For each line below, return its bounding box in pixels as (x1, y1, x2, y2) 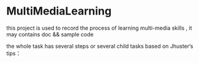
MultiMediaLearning (6, 4, 112, 18)
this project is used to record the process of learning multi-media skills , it (6, 24, 192, 31)
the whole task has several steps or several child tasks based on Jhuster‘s (6, 42, 193, 50)
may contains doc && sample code (6, 30, 94, 38)
